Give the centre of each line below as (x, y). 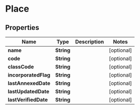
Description (89, 42)
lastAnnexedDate (29, 83)
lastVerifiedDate (28, 100)
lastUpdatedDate (29, 91)
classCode (21, 67)
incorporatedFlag (29, 75)
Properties (22, 28)
